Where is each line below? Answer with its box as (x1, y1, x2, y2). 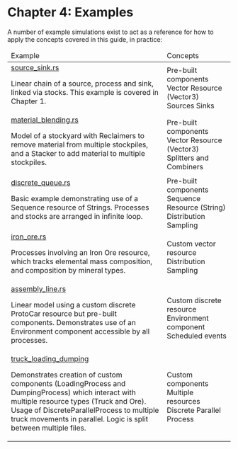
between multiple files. (11, 423, 86, 433)
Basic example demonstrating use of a (11, 193, 139, 203)
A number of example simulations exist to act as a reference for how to (7, 28, 214, 36)
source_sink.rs (11, 62, 59, 72)
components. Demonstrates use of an (11, 317, 137, 327)
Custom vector (166, 239, 216, 249)
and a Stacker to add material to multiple (11, 148, 145, 158)
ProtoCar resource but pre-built (11, 309, 117, 319)
